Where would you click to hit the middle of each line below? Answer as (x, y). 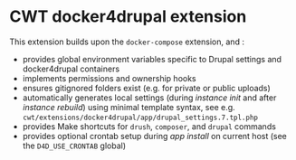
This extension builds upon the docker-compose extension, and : (127, 42)
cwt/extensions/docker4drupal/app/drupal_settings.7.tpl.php (140, 118)
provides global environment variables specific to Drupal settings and (152, 59)
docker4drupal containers (71, 69)
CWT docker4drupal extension (128, 17)
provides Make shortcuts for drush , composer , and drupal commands (149, 126)
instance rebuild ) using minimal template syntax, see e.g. (129, 107)
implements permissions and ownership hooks (109, 78)
